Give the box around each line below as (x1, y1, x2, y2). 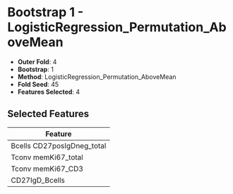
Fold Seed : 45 (17, 80, 59, 88)
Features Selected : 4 (17, 87, 80, 96)
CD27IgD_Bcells (11, 175, 65, 185)
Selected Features (7, 108, 90, 120)
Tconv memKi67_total (11, 152, 83, 162)
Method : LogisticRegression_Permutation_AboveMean (17, 72, 177, 81)
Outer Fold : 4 (17, 57, 57, 66)
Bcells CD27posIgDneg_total (11, 140, 107, 150)
